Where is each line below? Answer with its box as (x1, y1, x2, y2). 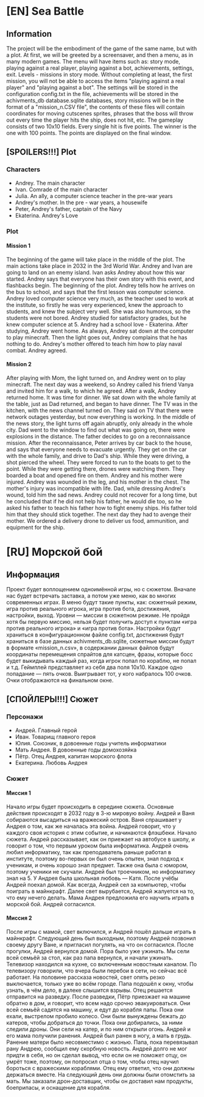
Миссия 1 (6, 789, 32, 797)
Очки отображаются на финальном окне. (6, 677, 114, 684)
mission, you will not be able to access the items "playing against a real (6, 78, 185, 84)
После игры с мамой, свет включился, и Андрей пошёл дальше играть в (6, 928, 196, 936)
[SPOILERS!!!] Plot (6, 147, 77, 157)
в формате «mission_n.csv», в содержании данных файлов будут (6, 644, 175, 652)
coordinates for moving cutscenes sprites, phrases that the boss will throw (6, 110, 194, 117)
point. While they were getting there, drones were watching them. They (6, 465, 185, 473)
